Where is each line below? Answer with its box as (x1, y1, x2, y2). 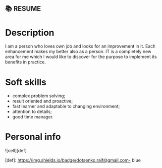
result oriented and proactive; (12, 98, 73, 104)
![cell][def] (5, 148, 27, 154)
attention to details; (12, 109, 52, 114)
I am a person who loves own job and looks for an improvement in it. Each (5, 43, 156, 49)
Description (5, 27, 54, 38)
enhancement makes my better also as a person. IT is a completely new (5, 49, 152, 55)
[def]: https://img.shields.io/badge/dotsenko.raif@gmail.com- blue (5, 157, 141, 163)
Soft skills (5, 76, 47, 88)
